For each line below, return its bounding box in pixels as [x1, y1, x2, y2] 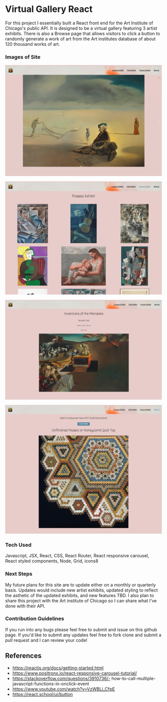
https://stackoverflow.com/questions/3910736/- [12, 675, 111, 681]
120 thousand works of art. [5, 41, 61, 47]
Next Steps [5, 571, 33, 578]
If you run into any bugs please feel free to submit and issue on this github [5, 626, 158, 632]
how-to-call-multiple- [111, 675, 156, 681]
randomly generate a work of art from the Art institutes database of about [5, 36, 156, 42]
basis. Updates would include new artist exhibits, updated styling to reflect [5, 587, 158, 593]
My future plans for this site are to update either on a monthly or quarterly [5, 582, 156, 588]
